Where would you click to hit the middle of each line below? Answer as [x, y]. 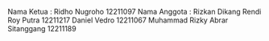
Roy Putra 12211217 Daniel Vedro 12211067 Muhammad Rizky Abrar [118, 20]
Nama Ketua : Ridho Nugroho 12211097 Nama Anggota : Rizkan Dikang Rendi [134, 12]
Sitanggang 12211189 [42, 29]
